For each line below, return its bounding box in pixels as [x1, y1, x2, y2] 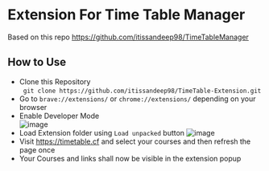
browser [19, 102, 48, 112]
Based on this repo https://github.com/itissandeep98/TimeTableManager [7, 32, 249, 42]
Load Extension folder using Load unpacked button [19, 128, 185, 137]
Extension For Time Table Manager [7, 6, 246, 24]
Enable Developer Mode [19, 111, 100, 120]
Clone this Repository [19, 76, 91, 86]
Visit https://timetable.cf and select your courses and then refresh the [19, 136, 251, 146]
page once [19, 145, 56, 154]
